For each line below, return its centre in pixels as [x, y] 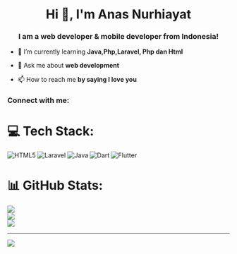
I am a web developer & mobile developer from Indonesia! [119, 37]
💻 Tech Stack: [51, 131]
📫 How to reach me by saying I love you [77, 80]
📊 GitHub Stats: [55, 185]
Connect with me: [38, 100]
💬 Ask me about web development [68, 66]
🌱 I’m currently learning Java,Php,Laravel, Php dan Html [100, 52]
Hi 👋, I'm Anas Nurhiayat [119, 14]
